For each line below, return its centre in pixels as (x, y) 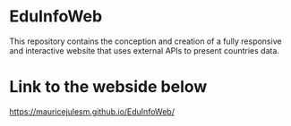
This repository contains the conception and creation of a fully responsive (145, 41)
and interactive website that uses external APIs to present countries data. (145, 50)
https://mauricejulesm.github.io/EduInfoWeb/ (92, 111)
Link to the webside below (108, 87)
